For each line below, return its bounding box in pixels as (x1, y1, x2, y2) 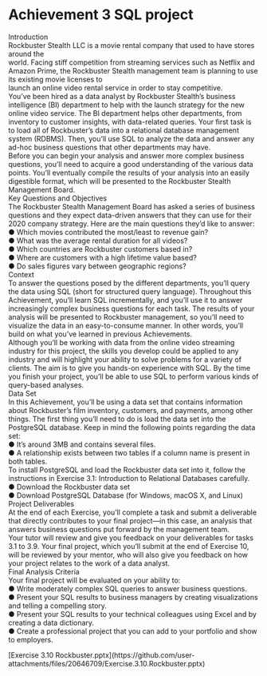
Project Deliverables (8, 499, 74, 508)
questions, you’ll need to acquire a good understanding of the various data (8, 159, 253, 169)
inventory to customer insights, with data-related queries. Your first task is (8, 117, 252, 126)
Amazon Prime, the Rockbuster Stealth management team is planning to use (8, 66, 258, 75)
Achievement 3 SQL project (8, 6, 194, 24)
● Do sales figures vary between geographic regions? (8, 261, 187, 271)
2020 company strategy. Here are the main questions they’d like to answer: (8, 218, 255, 229)
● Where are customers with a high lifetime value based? (8, 253, 197, 262)
